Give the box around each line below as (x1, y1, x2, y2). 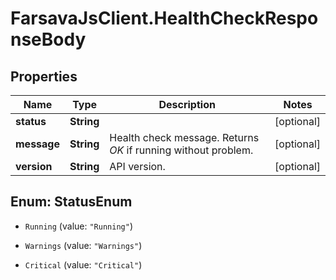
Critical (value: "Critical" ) (24, 258, 143, 271)
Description (158, 98, 216, 111)
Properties (10, 68, 78, 85)
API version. (109, 160, 166, 173)
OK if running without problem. (109, 143, 254, 157)
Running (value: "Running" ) (24, 220, 133, 232)
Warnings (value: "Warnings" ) (24, 239, 143, 251)
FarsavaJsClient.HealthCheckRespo (10, 7, 319, 30)
